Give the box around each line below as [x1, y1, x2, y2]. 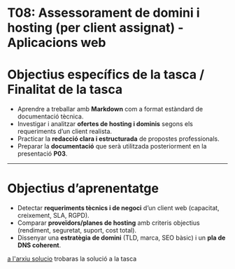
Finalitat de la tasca [7, 82, 123, 97]
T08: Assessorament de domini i [7, 5, 200, 21]
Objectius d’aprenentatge [7, 181, 159, 197]
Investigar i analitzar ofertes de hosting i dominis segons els [17, 120, 194, 128]
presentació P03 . [17, 149, 68, 158]
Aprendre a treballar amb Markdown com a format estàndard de [17, 105, 204, 113]
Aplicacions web [7, 35, 106, 50]
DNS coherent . [17, 241, 62, 249]
